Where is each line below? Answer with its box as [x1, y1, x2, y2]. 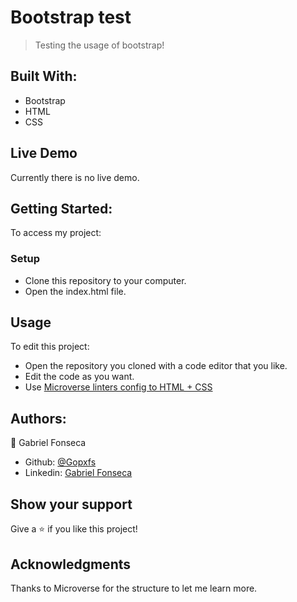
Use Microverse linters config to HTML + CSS [24, 381, 213, 393]
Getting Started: [10, 200, 113, 217]
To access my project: [10, 227, 102, 239]
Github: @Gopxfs [24, 456, 97, 468]
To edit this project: [10, 341, 90, 353]
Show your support [10, 496, 133, 513]
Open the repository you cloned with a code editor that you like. [24, 360, 288, 372]
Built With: [10, 68, 78, 85]
